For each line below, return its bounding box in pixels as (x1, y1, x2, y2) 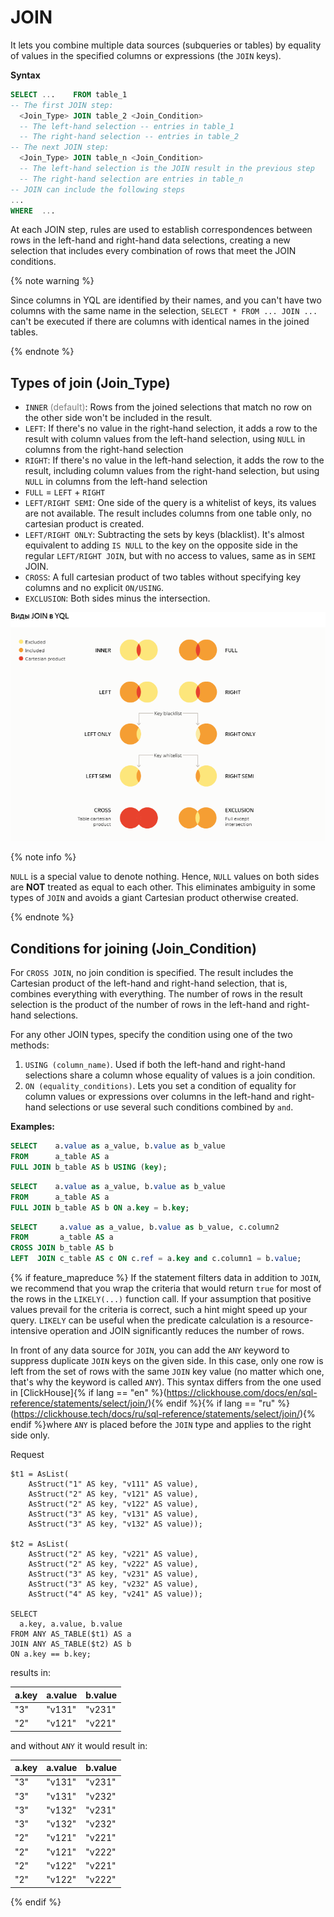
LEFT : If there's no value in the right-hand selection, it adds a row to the (24, 422, 318, 435)
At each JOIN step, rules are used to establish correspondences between (10, 224, 313, 236)
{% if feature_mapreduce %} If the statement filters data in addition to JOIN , (10, 1272, 322, 1284)
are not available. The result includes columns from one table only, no (24, 507, 312, 520)
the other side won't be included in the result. (24, 412, 213, 424)
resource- (272, 1314, 314, 1326)
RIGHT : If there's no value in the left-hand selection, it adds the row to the (24, 454, 325, 466)
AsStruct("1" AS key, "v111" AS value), (28, 1479, 199, 1490)
